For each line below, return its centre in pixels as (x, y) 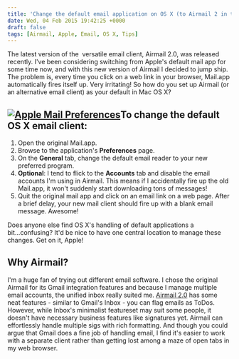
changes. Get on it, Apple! (46, 241)
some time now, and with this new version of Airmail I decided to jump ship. (118, 69)
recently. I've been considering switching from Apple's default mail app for (117, 62)
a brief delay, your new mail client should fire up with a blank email (115, 203)
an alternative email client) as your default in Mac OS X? (90, 92)
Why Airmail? (38, 262)
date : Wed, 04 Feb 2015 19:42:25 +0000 (67, 21)
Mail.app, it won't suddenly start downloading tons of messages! (112, 188)
